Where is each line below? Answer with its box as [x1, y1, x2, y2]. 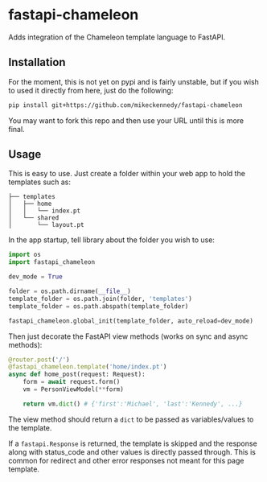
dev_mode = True [8, 273, 63, 281]
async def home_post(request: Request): [8, 370, 146, 379]
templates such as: [8, 177, 71, 187]
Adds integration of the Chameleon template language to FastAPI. [8, 32, 226, 42]
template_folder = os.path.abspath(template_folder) [8, 302, 189, 311]
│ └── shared [8, 214, 60, 222]
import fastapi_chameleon [8, 258, 95, 266]
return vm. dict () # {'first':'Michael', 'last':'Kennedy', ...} [23, 400, 243, 408]
